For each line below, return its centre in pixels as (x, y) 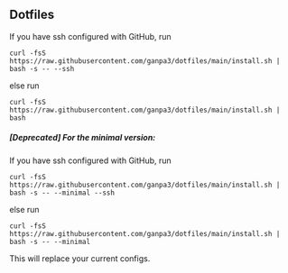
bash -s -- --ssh (42, 68)
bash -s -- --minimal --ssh (62, 193)
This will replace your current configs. (80, 258)
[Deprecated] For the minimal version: (83, 138)
